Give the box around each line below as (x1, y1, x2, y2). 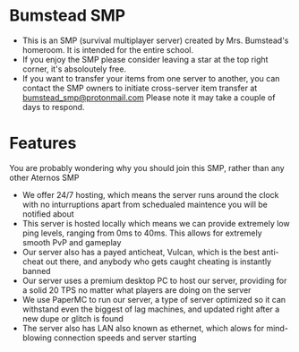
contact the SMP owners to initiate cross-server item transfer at (21, 82, 258, 93)
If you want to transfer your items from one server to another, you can (21, 73, 280, 83)
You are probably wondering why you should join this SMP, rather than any (9, 162, 285, 173)
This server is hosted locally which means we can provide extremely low (21, 218, 290, 228)
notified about (21, 208, 74, 219)
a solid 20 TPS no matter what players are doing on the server (21, 284, 252, 296)
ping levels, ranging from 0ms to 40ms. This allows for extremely (21, 228, 262, 238)
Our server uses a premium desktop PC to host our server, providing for (21, 275, 287, 286)
